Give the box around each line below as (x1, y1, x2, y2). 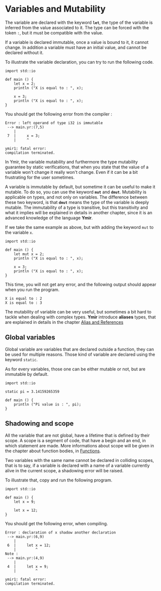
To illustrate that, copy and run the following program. (5, 477, 113, 483)
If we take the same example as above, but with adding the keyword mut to (5, 224, 154, 230)
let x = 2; (14, 81, 36, 86)
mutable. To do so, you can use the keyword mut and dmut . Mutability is (5, 189, 146, 195)
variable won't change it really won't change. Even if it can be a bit (5, 169, 138, 175)
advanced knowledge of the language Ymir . (5, 215, 93, 221)
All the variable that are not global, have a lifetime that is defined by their (5, 432, 150, 438)
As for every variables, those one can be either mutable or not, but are (5, 366, 145, 372)
